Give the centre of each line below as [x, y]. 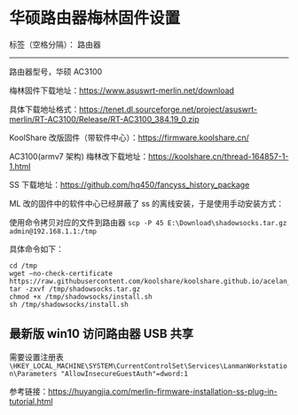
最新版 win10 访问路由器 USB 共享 [101, 334]
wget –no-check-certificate [61, 273]
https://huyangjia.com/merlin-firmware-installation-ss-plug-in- [163, 391]
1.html [20, 166]
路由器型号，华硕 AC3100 [56, 71]
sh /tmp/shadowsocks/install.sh [69, 304]
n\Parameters [33, 373]
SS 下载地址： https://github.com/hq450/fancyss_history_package [129, 184]
